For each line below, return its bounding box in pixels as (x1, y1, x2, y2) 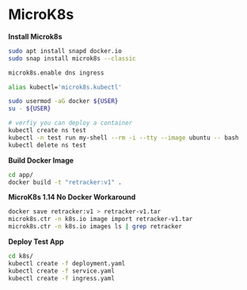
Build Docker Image (8, 155, 74, 165)
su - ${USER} (8, 105, 51, 113)
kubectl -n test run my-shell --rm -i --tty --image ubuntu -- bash (8, 133, 239, 142)
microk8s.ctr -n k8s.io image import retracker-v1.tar (8, 216, 193, 223)
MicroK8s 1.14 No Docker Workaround (8, 193, 136, 202)
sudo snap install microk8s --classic (8, 54, 136, 63)
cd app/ (8, 170, 34, 179)
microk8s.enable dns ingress (8, 69, 104, 77)
